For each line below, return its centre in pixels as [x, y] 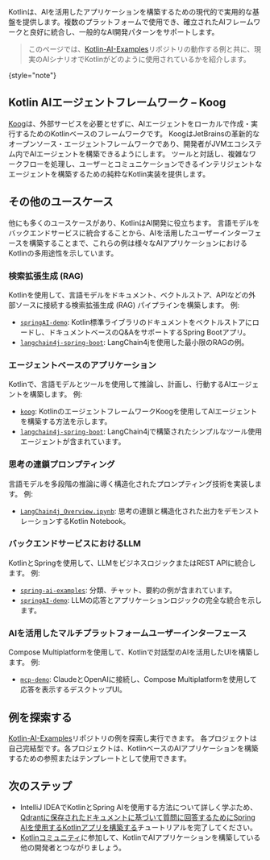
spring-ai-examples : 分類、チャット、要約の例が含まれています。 [128, 590]
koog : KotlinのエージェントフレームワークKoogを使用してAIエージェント [139, 411]
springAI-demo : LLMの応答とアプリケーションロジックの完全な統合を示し [141, 600]
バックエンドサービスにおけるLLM [75, 544]
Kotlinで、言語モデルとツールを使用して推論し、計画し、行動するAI [120, 384]
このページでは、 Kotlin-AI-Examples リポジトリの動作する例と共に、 [141, 49]
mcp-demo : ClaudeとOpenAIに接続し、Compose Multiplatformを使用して [139, 679]
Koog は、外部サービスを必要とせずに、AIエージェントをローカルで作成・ [130, 123]
